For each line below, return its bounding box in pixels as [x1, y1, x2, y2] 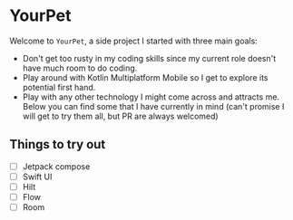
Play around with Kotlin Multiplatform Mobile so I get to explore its [22, 72, 269, 82]
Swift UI [22, 171, 53, 182]
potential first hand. [22, 81, 96, 92]
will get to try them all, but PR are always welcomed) [22, 110, 220, 121]
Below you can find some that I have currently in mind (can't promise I [22, 100, 285, 111]
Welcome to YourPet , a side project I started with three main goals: [9, 35, 259, 46]
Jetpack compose [22, 160, 91, 172]
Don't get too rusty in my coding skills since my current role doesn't [22, 53, 277, 63]
